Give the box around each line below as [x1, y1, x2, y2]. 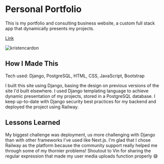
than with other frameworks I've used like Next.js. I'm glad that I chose [5, 137, 151, 143]
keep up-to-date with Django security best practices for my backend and [5, 98, 156, 104]
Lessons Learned [5, 118, 60, 127]
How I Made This [5, 59, 59, 68]
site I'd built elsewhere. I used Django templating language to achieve [5, 88, 149, 94]
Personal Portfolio [5, 4, 82, 15]
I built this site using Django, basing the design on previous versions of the [5, 82, 159, 88]
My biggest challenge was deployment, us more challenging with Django [5, 131, 155, 137]
